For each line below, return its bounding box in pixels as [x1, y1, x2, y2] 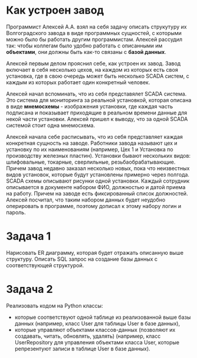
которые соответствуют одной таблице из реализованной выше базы [14, 314, 191, 321]
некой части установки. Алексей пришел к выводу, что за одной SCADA [6, 115, 188, 122]
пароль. [6, 209, 26, 216]
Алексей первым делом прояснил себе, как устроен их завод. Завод [6, 60, 181, 67]
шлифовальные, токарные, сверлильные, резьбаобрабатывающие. [6, 158, 176, 165]
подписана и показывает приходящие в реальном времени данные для [6, 109, 188, 116]
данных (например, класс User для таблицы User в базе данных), [14, 319, 180, 327]
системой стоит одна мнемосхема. [6, 122, 96, 129]
